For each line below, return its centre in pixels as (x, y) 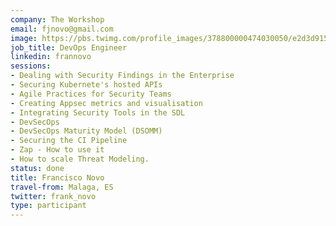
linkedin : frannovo (51, 57)
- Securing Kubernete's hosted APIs (86, 85)
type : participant (48, 206)
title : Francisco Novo (57, 177)
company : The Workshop (57, 19)
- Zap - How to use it (57, 150)
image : (24, 38)
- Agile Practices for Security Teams (91, 94)
